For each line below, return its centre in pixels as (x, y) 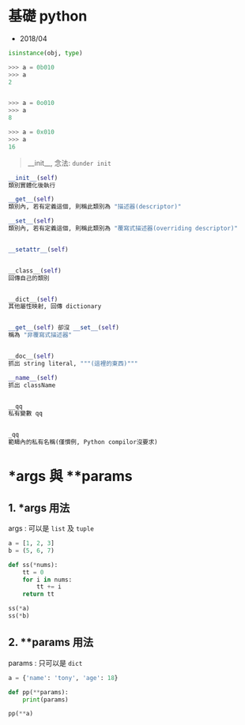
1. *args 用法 (39, 507)
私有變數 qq (26, 414)
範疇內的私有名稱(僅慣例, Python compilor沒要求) (83, 442)
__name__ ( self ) (33, 378)
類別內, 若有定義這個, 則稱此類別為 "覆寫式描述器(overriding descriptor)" (123, 229)
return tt (39, 594)
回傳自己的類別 (29, 278)
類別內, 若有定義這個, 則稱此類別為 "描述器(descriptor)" (95, 207)
